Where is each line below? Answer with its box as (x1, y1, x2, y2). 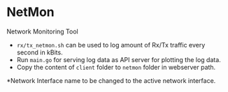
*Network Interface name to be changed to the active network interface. (6, 76, 216, 84)
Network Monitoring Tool (6, 27, 78, 36)
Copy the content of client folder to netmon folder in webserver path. (16, 63, 216, 71)
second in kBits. (16, 48, 64, 56)
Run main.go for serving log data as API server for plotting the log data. (16, 55, 221, 63)
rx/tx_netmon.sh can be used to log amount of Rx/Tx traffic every (16, 40, 206, 49)
